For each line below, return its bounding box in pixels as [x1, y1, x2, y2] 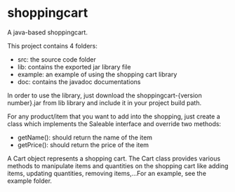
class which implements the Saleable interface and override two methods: [7, 119, 222, 128]
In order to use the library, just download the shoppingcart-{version [7, 91, 202, 100]
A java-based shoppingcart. [7, 28, 88, 36]
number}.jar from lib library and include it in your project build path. [7, 98, 202, 107]
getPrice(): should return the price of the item [17, 140, 149, 149]
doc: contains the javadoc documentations [17, 77, 141, 85]
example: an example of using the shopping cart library [17, 70, 177, 78]
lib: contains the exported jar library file [17, 62, 131, 71]
